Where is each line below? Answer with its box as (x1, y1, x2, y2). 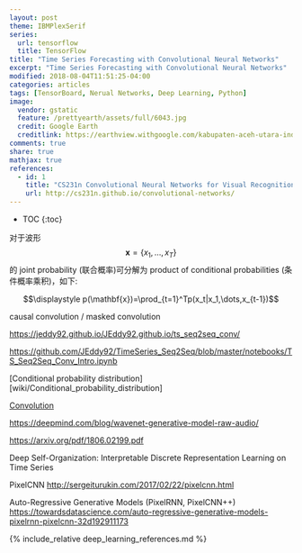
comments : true (9, 139, 67, 148)
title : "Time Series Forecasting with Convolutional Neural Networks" (9, 55, 280, 64)
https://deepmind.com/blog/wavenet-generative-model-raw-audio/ (9, 417, 259, 428)
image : (9, 96, 34, 106)
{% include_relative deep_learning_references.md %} (9, 533, 208, 544)
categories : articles (9, 80, 91, 89)
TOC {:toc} (22, 213, 63, 224)
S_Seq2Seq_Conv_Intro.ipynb (9, 355, 118, 366)
